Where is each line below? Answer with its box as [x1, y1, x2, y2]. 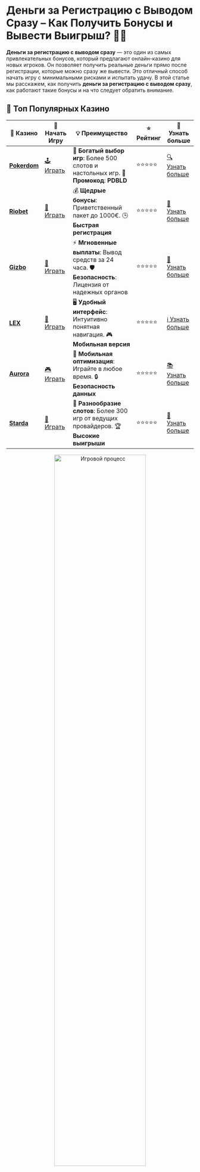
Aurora [9, 370, 30, 378]
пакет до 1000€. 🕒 [72, 211, 129, 219]
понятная [72, 322, 100, 331]
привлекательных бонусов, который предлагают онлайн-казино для [6, 55, 180, 62]
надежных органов [72, 288, 128, 296]
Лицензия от [72, 280, 110, 289]
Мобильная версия [72, 340, 130, 348]
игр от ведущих [72, 414, 118, 422]
